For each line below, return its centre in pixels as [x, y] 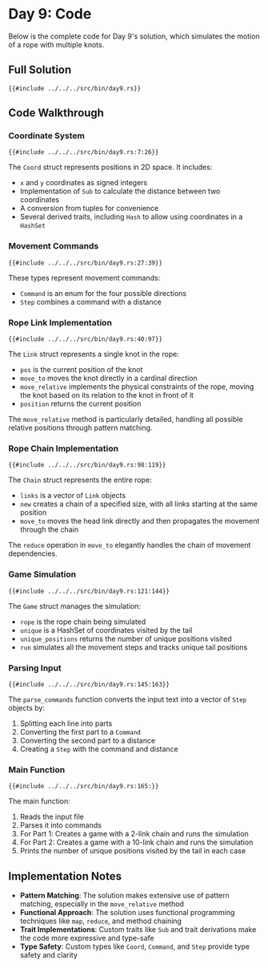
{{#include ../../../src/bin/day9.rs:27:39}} [85, 263]
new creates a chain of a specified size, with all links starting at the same [138, 504]
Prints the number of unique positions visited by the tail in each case [133, 851]
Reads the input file [52, 817]
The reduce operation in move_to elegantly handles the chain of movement [130, 545]
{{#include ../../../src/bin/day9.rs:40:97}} [85, 339]
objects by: [27, 707]
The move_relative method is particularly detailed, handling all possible [126, 419]
